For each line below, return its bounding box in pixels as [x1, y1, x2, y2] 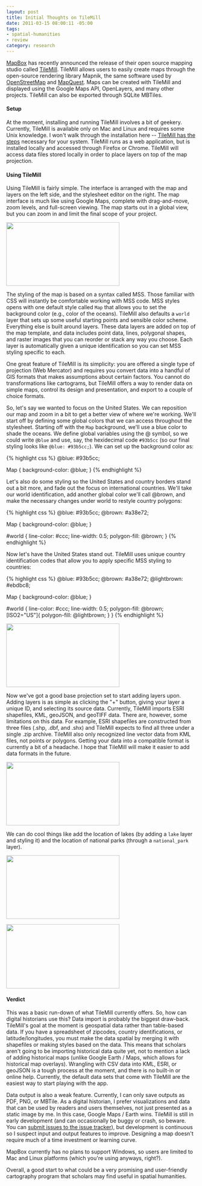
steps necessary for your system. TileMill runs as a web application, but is [6, 138, 191, 145]
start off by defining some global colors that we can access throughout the [6, 417, 192, 424]
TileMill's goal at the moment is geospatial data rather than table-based [6, 1022, 184, 1029]
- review [6, 37, 28, 43]
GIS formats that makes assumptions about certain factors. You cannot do [6, 373, 190, 381]
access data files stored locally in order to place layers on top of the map [6, 151, 188, 158]
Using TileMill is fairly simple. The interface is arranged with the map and [6, 185, 188, 192]
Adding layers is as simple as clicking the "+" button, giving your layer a [6, 698, 185, 706]
